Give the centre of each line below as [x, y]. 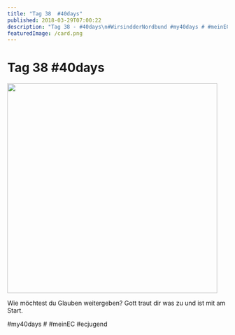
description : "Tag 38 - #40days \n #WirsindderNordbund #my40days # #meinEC [119, 27]
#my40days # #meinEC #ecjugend [57, 324]
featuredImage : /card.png [45, 33]
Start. [15, 311]
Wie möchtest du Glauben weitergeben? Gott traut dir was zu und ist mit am [116, 303]
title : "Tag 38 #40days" [45, 14]
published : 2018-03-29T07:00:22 [54, 20]
